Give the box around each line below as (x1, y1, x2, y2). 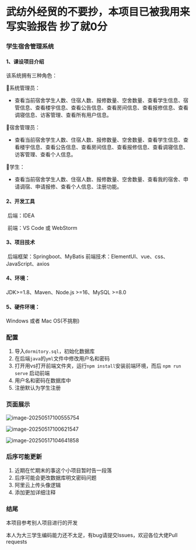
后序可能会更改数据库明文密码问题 (14, 475, 97, 482)
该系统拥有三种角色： (6, 72, 57, 79)
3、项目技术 (6, 239, 36, 246)
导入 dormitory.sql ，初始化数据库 (14, 348, 95, 355)
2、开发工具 (6, 197, 35, 205)
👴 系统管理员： (6, 84, 41, 91)
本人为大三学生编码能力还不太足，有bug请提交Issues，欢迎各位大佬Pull (6, 532, 178, 539)
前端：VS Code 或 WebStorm (7, 224, 78, 231)
